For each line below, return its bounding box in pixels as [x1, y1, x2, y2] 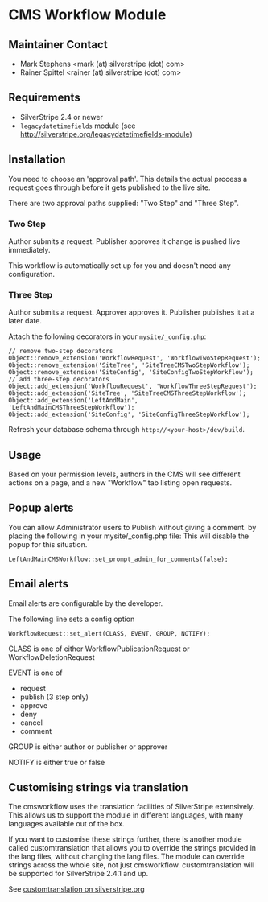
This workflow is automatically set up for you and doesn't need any [8, 260, 231, 270]
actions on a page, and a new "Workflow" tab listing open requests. [8, 478, 233, 488]
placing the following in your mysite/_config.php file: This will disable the [8, 531, 249, 541]
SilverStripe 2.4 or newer [19, 112, 103, 122]
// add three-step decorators [8, 376, 110, 384]
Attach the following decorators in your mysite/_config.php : [8, 332, 207, 341]
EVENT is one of [8, 668, 63, 678]
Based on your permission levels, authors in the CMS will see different [8, 469, 241, 480]
